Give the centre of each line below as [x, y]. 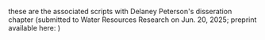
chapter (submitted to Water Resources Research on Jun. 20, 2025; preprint [132, 20]
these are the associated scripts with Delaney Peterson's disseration [120, 11]
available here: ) [35, 28]
